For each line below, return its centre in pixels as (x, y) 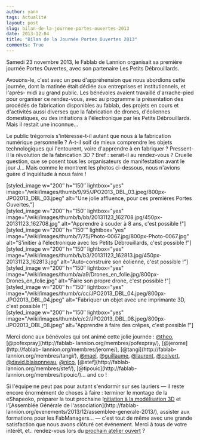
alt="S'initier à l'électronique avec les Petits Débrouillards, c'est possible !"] (99, 242)
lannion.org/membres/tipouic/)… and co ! (57, 374)
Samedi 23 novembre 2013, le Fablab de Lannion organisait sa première (94, 62)
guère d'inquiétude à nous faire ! (46, 174)
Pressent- (181, 148)
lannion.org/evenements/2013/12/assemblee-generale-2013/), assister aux (98, 411)
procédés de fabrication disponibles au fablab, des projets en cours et (93, 105)
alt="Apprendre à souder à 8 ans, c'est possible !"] (124, 223)
